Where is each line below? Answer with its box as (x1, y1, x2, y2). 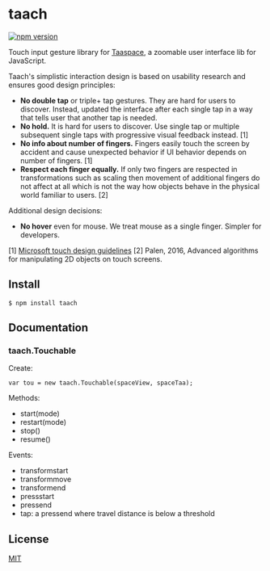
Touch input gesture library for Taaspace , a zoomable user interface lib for (8, 47, 256, 57)
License (8, 532, 49, 546)
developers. (19, 229, 61, 239)
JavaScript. (8, 56, 47, 65)
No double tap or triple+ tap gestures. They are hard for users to (19, 95, 236, 105)
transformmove (19, 474, 72, 485)
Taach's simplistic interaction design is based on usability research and (8, 71, 247, 81)
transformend (19, 483, 66, 493)
